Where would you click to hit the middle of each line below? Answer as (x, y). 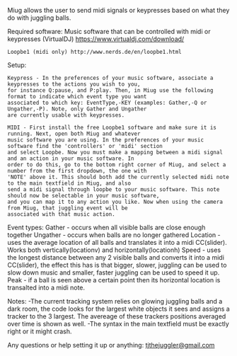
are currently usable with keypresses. (66, 115)
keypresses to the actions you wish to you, (74, 84)
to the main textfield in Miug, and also (69, 183)
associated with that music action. (61, 214)
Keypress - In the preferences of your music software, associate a (110, 78)
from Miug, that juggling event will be (68, 208)
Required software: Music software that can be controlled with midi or (109, 31)
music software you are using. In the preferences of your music (105, 140)
